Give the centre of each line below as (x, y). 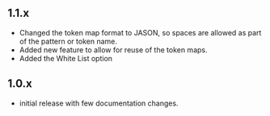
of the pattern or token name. (68, 41)
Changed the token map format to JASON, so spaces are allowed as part (140, 32)
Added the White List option (66, 58)
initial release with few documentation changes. (99, 103)
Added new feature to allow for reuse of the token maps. (113, 50)
